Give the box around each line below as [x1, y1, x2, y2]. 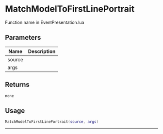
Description [28, 48, 56, 54]
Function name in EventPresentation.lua [5, 19, 84, 25]
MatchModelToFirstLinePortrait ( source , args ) [5, 119, 98, 124]
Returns [5, 81, 30, 89]
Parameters [5, 33, 41, 42]
